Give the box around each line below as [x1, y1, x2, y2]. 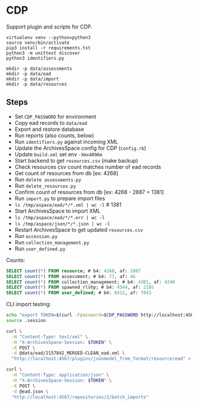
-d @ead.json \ [11, 388, 49, 394]
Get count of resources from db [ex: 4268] [14, 169, 119, 176]
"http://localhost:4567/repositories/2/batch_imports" [11, 394, 149, 400]
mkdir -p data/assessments [6, 66, 72, 72]
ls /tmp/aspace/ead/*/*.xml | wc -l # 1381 [14, 201, 122, 208]
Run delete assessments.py [14, 176, 81, 183]
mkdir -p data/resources [6, 81, 67, 87]
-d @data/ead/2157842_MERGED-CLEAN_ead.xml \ [11, 350, 126, 356]
